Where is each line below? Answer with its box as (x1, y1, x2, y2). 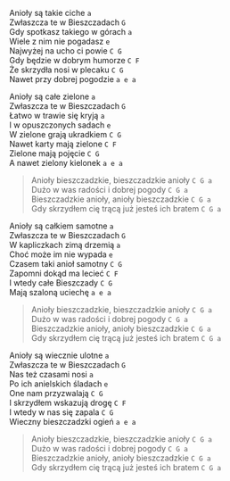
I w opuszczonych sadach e (9, 120, 111, 130)
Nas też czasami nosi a (9, 369, 94, 379)
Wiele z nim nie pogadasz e (9, 36, 111, 46)
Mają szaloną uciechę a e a (9, 287, 111, 297)
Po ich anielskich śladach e (9, 378, 109, 389)
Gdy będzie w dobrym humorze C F (9, 55, 140, 65)
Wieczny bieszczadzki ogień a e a (9, 417, 136, 427)
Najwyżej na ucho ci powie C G (9, 46, 122, 56)
